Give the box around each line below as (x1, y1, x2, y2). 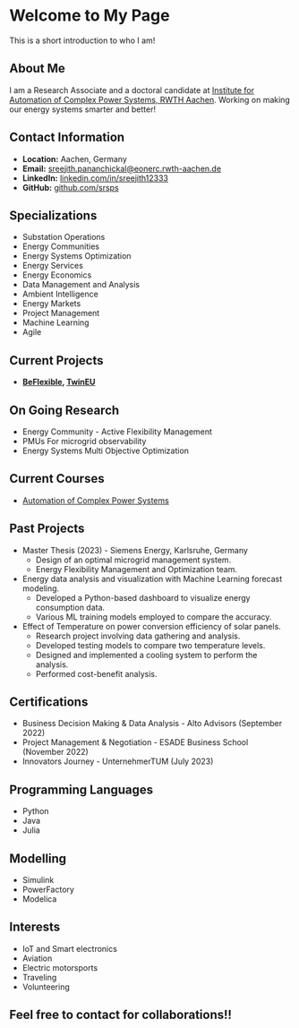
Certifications (9, 695, 89, 710)
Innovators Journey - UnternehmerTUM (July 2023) (21, 756, 214, 767)
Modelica (21, 894, 57, 904)
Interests (9, 920, 61, 935)
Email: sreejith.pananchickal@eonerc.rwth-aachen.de (21, 163, 222, 174)
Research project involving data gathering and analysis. (35, 630, 241, 641)
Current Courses (9, 471, 105, 486)
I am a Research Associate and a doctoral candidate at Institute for (9, 84, 255, 95)
